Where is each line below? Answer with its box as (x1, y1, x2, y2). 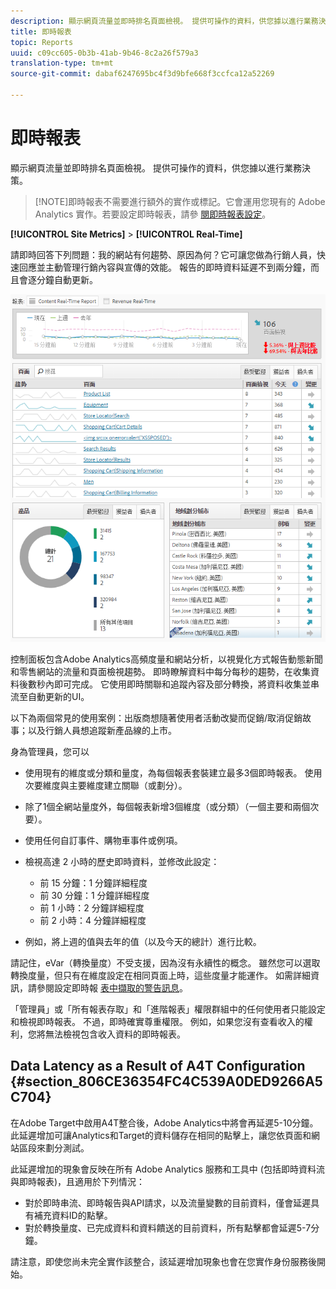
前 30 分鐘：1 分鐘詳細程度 (39, 889, 150, 901)
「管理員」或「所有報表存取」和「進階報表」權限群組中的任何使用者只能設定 (10, 1003, 326, 1015)
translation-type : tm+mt (10, 58, 114, 69)
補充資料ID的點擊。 (33, 1209, 113, 1221)
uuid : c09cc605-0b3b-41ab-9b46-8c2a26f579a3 (10, 48, 199, 58)
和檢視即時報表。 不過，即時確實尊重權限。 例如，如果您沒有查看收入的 (10, 1015, 305, 1027)
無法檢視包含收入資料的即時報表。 (44, 1028, 186, 1040)
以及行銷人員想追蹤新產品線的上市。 (27, 724, 177, 736)
